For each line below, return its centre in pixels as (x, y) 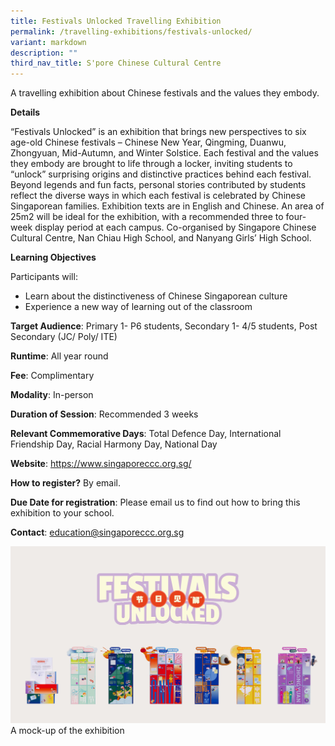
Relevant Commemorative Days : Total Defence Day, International (146, 434)
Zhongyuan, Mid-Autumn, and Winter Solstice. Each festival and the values (164, 153)
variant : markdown (48, 42)
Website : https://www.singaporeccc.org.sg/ (101, 464)
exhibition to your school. (62, 513)
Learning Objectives (53, 257)
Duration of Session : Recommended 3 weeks (104, 414)
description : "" (44, 53)
